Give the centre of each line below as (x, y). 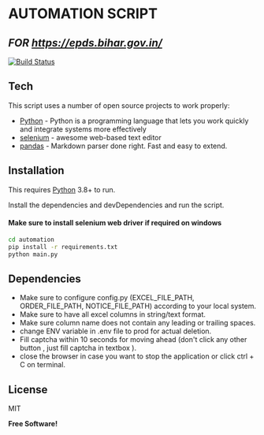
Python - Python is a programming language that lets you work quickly (134, 121)
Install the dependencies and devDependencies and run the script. (116, 205)
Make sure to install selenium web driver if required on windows (115, 223)
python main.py (33, 254)
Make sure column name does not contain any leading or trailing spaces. (138, 323)
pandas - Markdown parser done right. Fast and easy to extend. (123, 146)
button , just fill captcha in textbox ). (78, 348)
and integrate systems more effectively (83, 129)
